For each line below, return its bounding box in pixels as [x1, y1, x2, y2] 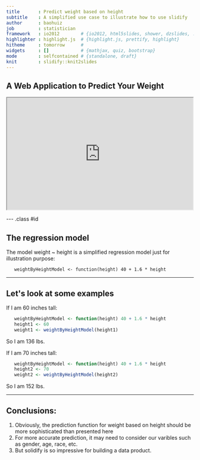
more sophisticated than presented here [14, 428, 114, 435]
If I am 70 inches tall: [6, 349, 57, 356]
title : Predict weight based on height [6, 8, 124, 15]
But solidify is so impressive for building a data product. [14, 447, 152, 454]
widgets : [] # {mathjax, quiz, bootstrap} [6, 48, 156, 54]
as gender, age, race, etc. [14, 440, 78, 447]
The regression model [6, 232, 89, 243]
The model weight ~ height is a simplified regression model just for [6, 249, 170, 256]
